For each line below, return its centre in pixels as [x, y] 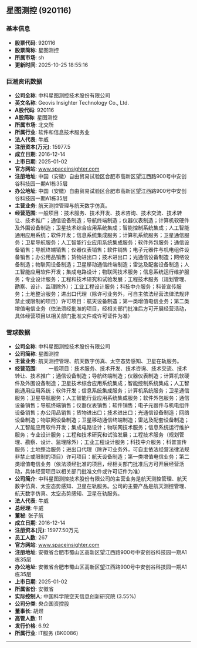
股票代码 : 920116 [35, 42]
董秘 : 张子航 [29, 516]
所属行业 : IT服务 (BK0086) [46, 633]
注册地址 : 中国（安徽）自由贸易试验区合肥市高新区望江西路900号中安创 [101, 176]
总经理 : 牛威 [29, 508]
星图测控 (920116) [39, 11]
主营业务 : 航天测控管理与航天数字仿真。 [62, 205]
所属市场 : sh [29, 57]
